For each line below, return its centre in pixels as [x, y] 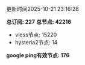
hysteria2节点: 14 [36, 42]
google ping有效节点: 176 [38, 55]
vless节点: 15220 [36, 35]
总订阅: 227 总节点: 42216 [39, 22]
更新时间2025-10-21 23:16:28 [43, 9]
